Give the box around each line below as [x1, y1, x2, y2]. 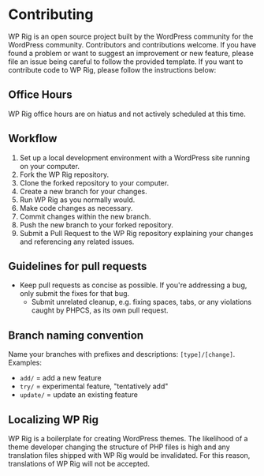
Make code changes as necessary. [19, 203, 133, 212]
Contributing [8, 6, 94, 24]
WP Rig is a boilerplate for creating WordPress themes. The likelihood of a [8, 434, 248, 443]
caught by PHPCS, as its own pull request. [31, 305, 169, 315]
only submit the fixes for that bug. [19, 289, 130, 298]
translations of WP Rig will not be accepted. [8, 459, 150, 468]
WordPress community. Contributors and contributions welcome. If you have [8, 39, 257, 49]
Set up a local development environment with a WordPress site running [19, 152, 251, 163]
